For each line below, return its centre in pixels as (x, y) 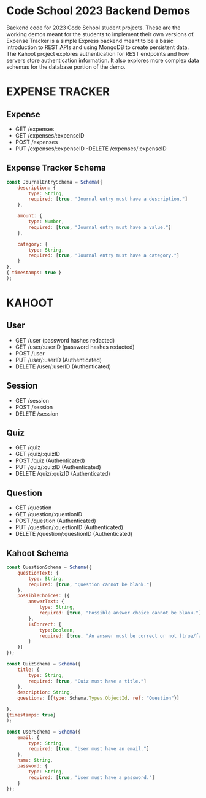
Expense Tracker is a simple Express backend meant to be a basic (90, 41)
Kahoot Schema (37, 553)
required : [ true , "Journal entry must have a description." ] (108, 199)
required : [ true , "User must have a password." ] (92, 777)
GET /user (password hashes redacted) (65, 340)
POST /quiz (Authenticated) (50, 460)
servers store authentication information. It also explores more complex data (103, 60)
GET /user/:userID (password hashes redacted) (75, 347)
